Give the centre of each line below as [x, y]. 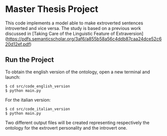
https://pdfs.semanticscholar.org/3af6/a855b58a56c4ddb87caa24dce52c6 [84, 39]
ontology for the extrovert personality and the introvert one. [66, 128]
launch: [13, 77]
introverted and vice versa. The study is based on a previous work [73, 28]
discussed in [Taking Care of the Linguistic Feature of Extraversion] [74, 33]
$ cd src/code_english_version [38, 86]
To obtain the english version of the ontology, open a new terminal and [78, 72]
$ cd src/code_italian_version [38, 109]
